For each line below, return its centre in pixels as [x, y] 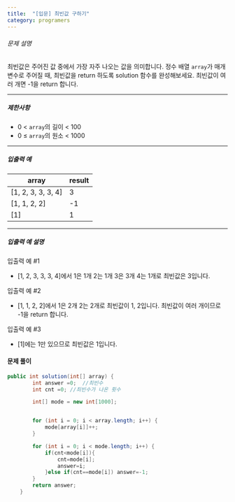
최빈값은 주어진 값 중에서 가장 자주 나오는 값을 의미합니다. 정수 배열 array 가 [110, 66]
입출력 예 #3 [24, 329]
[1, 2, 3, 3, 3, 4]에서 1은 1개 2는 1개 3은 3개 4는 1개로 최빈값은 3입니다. [114, 275]
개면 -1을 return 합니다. [46, 84]
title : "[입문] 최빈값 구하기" [48, 14]
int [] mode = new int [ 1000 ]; [75, 402]
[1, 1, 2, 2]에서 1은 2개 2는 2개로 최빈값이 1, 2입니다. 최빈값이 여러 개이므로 [119, 306]
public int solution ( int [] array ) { [60, 376]
